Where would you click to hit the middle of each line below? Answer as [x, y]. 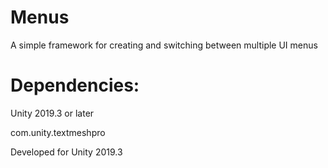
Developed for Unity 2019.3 [66, 152]
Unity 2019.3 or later [52, 113]
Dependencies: [75, 85]
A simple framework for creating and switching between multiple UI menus [164, 45]
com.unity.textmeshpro [58, 132]
